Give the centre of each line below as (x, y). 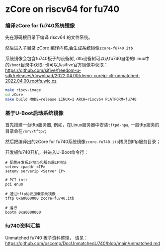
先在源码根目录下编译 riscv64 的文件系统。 (49, 37)
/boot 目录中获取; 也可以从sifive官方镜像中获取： (59, 65)
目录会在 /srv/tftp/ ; (26, 131)
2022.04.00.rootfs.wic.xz (31, 81)
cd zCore (14, 95)
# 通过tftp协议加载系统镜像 (30, 194)
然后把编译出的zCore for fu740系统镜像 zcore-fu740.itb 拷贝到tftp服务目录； (83, 142)
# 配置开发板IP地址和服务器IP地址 (36, 163)
